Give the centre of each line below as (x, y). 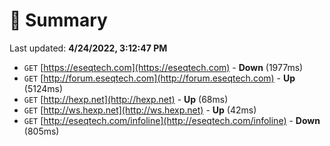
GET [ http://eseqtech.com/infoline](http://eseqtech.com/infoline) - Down (172, 120)
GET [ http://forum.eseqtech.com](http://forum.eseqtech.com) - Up (159, 78)
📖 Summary (58, 20)
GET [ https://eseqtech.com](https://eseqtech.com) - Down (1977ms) (163, 67)
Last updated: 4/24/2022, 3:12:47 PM (88, 48)
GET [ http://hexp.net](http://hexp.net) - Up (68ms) (126, 99)
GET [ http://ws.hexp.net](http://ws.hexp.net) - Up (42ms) (140, 110)
